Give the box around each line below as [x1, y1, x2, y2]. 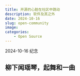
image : [5, 25, 18, 30]
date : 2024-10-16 [5, 16, 40, 21]
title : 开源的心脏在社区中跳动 [5, 7, 60, 12]
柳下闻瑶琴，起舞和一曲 [5, 63, 75, 72]
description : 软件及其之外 [5, 12, 55, 16]
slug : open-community [5, 20, 49, 26]
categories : [5, 30, 29, 34]
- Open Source [14, 34, 42, 39]
